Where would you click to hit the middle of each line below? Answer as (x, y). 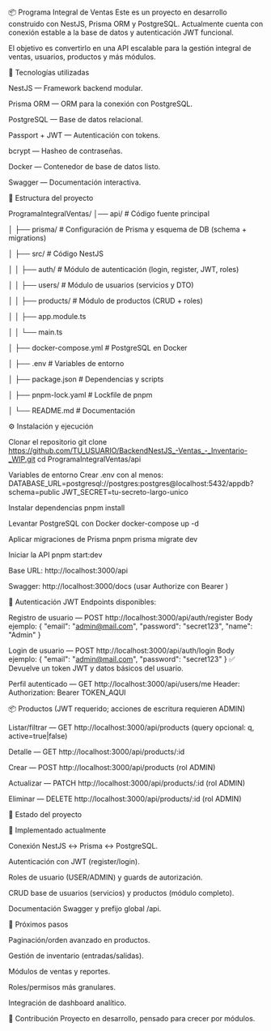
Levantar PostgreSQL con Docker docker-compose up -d (104, 523)
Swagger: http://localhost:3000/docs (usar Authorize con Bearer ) (119, 586)
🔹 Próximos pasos (38, 924)
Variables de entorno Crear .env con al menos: (86, 475)
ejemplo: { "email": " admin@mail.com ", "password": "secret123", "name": (131, 626)
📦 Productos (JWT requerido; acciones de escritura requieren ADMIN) (127, 709)
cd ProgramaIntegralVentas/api (89, 459)
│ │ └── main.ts (36, 332)
